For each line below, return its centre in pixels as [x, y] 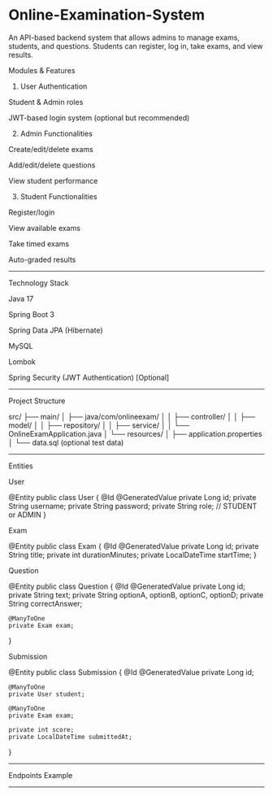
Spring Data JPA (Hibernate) [56, 330]
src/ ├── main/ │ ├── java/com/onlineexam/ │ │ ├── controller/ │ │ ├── [132, 416]
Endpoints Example [41, 775]
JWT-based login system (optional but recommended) [99, 117]
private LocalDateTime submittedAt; [70, 737]
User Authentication [54, 86]
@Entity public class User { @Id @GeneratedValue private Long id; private [132, 497]
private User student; [47, 694]
